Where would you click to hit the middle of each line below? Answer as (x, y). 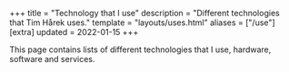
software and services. (52, 59)
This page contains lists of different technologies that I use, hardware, (140, 49)
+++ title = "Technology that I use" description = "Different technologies (144, 13)
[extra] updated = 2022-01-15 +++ (74, 32)
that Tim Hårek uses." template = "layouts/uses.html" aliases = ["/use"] (142, 22)
